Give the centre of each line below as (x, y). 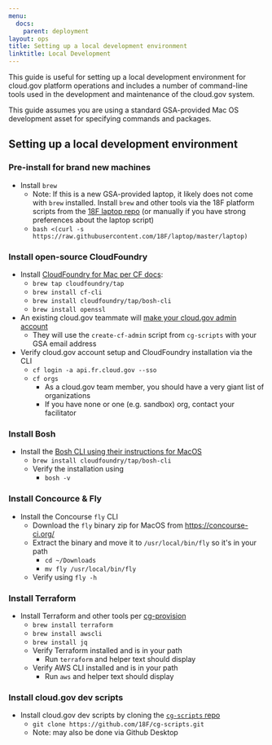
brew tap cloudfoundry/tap (78, 283)
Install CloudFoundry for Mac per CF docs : (92, 274)
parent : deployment (56, 31)
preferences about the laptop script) (93, 220)
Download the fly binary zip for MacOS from (107, 525)
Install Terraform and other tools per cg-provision (103, 616)
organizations (68, 395)
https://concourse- (216, 525)
